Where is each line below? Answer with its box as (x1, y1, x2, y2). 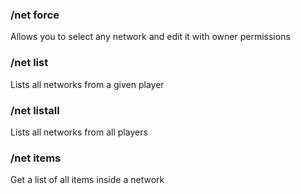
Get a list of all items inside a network (10, 174, 165, 186)
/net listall (10, 103, 60, 117)
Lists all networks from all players (10, 126, 148, 138)
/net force (10, 8, 60, 22)
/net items (10, 151, 62, 165)
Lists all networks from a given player (10, 78, 165, 90)
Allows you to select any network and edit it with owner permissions (10, 31, 291, 43)
